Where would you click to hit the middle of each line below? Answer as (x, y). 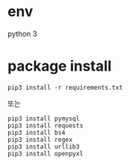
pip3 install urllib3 (44, 147)
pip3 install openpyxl (45, 154)
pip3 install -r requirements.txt (65, 87)
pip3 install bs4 (37, 132)
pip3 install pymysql (44, 119)
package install (59, 66)
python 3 (23, 34)
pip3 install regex (40, 140)
